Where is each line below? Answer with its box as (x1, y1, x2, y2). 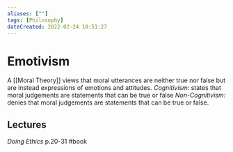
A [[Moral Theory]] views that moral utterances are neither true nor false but (7, 76, 226, 84)
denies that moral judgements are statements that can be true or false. (7, 98, 209, 107)
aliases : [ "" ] (7, 10, 49, 17)
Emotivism (7, 53, 70, 69)
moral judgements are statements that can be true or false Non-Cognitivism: (7, 91, 226, 100)
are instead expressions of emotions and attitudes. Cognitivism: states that (7, 84, 221, 92)
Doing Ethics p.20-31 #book (7, 137, 88, 146)
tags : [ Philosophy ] (7, 17, 64, 24)
